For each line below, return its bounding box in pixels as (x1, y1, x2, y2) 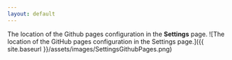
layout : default (7, 10, 55, 18)
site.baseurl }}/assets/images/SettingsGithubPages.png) (7, 44, 172, 53)
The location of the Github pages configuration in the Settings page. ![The (7, 30, 225, 38)
